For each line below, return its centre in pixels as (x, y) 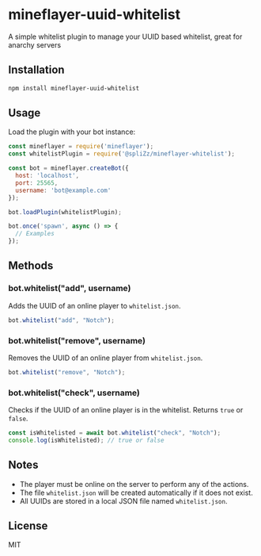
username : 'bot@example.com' (63, 190)
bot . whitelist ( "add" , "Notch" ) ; (61, 320)
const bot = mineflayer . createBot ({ (68, 168)
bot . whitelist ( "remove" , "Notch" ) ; (67, 372)
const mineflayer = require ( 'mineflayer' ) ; (81, 147)
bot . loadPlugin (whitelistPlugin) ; (65, 212)
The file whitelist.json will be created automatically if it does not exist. (136, 493)
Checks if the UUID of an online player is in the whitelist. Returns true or (126, 410)
